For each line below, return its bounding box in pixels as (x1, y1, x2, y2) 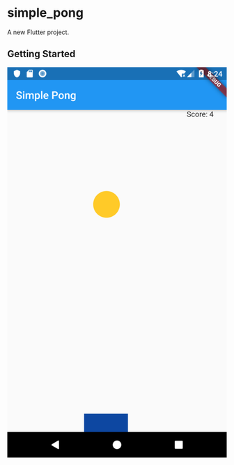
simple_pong (7, 5, 84, 21)
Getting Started (7, 48, 76, 60)
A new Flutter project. (7, 28, 70, 36)
